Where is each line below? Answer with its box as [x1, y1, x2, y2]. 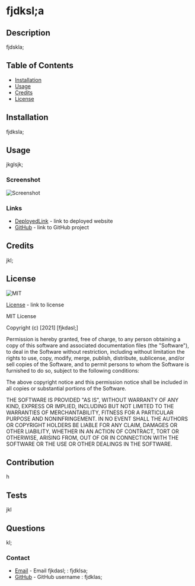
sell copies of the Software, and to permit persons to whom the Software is [6, 360, 190, 368]
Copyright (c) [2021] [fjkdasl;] [6, 324, 79, 331]
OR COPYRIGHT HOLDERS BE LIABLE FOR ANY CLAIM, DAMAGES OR [6, 421, 178, 428]
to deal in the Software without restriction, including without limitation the [6, 348, 185, 355]
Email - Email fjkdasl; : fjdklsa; [14, 567, 88, 574]
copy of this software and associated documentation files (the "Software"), [6, 342, 190, 349]
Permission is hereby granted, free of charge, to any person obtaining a [6, 335, 181, 342]
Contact [6, 554, 30, 562]
